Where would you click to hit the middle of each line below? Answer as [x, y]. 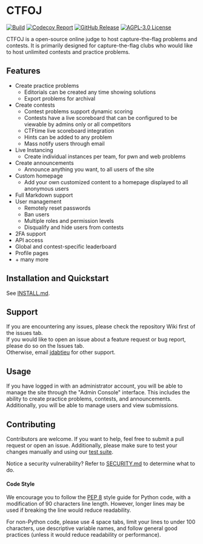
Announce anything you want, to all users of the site [89, 169]
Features [23, 71]
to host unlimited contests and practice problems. [68, 51]
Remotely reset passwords [57, 208]
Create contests [35, 105]
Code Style [21, 484]
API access [29, 240]
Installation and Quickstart [58, 278]
